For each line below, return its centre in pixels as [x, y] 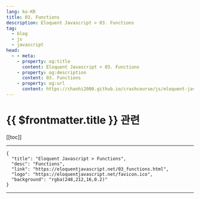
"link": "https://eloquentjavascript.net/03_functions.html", [90, 169]
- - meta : [24, 56]
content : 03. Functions [51, 78]
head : [13, 50]
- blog [20, 34]
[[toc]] [14, 137]
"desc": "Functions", [38, 164]
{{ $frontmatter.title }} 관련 [73, 120]
